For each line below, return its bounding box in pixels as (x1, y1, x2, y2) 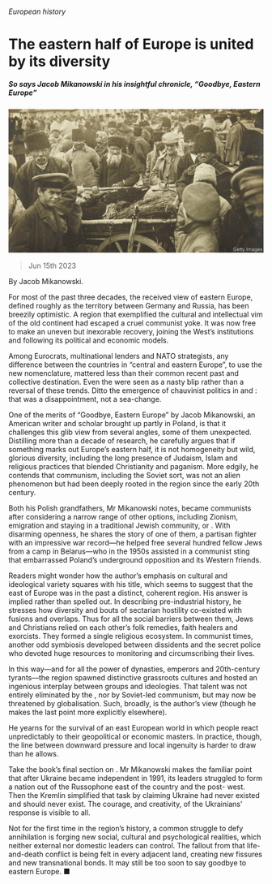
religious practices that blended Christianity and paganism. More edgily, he (8, 462, 259, 472)
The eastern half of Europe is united (8, 35, 254, 53)
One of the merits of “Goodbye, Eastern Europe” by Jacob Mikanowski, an (8, 410, 256, 420)
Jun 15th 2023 (28, 261, 77, 271)
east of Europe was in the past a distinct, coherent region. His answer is (8, 589, 249, 598)
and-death (8, 849, 44, 860)
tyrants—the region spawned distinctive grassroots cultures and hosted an (8, 673, 257, 683)
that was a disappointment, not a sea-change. (8, 395, 162, 404)
